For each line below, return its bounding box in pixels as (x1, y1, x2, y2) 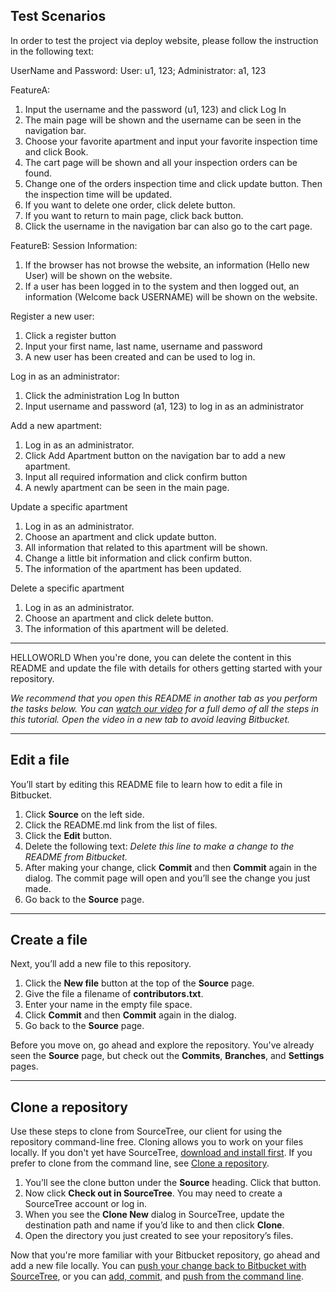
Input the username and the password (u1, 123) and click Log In (24, 103, 287, 115)
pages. (10, 1060, 39, 1073)
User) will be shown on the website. (24, 269, 173, 281)
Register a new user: (10, 310, 95, 322)
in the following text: (10, 45, 95, 57)
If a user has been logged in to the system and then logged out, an (24, 280, 300, 292)
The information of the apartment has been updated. (24, 562, 242, 574)
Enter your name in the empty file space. (24, 999, 193, 1011)
